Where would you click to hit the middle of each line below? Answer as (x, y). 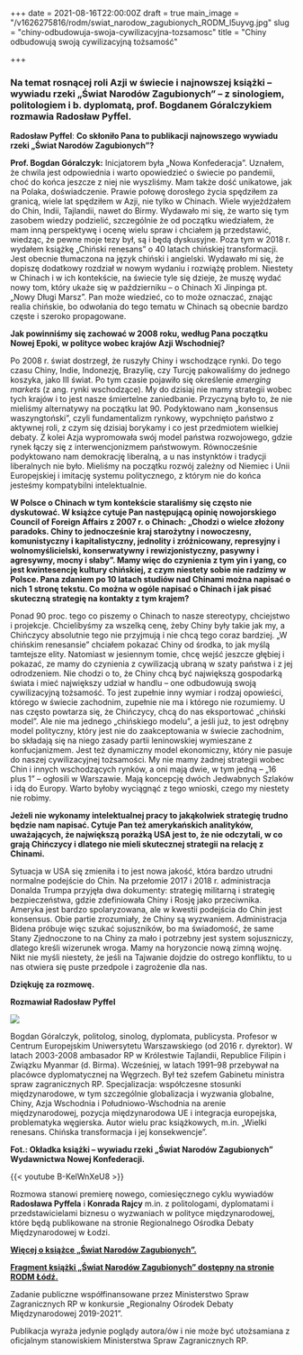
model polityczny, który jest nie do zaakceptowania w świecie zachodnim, (147, 731)
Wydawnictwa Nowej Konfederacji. (77, 1159)
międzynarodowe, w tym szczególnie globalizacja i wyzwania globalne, (142, 1094)
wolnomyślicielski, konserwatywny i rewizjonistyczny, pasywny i (135, 551)
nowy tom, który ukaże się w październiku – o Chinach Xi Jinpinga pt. (139, 288)
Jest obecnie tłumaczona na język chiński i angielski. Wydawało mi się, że (147, 259)
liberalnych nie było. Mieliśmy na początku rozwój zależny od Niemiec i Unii (150, 466)
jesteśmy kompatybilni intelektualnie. (79, 485)
